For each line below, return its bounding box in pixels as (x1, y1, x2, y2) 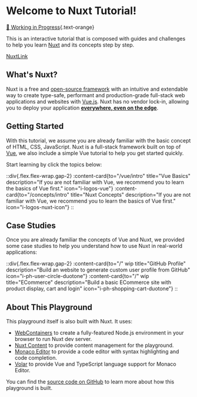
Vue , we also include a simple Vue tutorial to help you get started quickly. (6, 149, 184, 157)
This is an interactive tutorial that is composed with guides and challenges (6, 35, 186, 42)
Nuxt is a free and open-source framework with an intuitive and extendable (6, 85, 188, 92)
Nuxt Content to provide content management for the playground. (14, 342, 174, 349)
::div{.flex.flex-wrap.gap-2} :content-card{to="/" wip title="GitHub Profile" (6, 260, 186, 267)
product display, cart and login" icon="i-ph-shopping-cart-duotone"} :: (6, 285, 178, 292)
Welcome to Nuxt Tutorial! (6, 4, 137, 18)
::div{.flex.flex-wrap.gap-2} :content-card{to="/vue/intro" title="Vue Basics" (6, 172, 191, 179)
